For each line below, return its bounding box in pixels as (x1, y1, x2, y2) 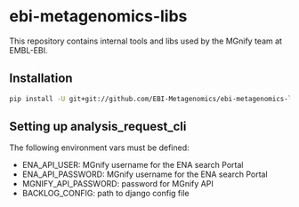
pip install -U (9, 94, 66, 103)
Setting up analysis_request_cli (9, 119, 187, 134)
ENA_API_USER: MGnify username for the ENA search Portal (21, 160, 244, 171)
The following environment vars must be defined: (9, 142, 190, 153)
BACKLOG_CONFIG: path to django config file (21, 188, 190, 199)
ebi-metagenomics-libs (9, 6, 188, 27)
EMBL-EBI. (9, 44, 48, 55)
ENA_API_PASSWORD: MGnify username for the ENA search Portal (21, 169, 269, 179)
